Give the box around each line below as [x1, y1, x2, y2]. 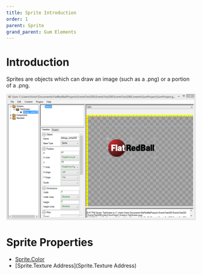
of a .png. [6, 82, 30, 89]
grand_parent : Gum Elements [6, 29, 77, 35]
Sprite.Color [14, 255, 45, 262]
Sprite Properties [6, 236, 93, 250]
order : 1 [6, 16, 28, 22]
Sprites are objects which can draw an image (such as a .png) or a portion [6, 75, 190, 83]
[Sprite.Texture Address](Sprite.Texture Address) [14, 262, 137, 269]
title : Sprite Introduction [6, 10, 77, 16]
